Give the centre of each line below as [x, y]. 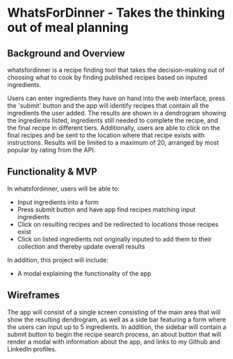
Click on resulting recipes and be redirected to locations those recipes [118, 224]
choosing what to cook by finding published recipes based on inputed [107, 77]
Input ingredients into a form [58, 202]
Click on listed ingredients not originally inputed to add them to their [114, 239]
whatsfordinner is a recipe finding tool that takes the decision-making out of [116, 70]
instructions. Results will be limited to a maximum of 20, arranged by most [113, 143]
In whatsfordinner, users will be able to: [64, 189]
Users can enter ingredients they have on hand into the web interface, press [116, 98]
